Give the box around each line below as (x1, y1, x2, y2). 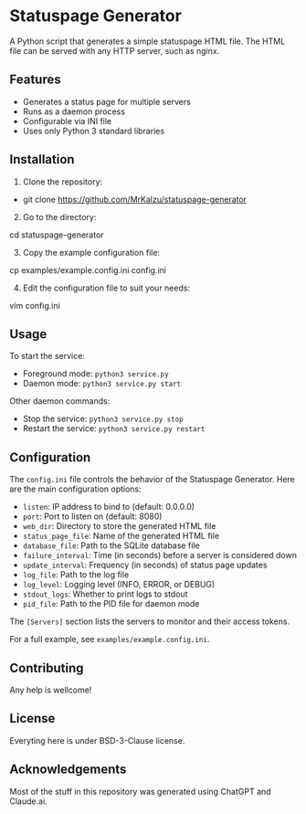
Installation (9, 152, 75, 167)
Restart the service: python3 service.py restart (22, 423, 206, 434)
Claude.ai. (9, 796, 47, 807)
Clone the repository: (22, 175, 103, 187)
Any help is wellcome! (9, 684, 92, 695)
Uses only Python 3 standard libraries (22, 125, 165, 136)
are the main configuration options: (9, 483, 142, 494)
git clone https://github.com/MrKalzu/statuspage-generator (22, 194, 248, 205)
